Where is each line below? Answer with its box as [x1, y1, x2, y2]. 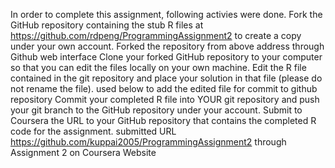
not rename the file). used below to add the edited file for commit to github [10, 83, 318, 94]
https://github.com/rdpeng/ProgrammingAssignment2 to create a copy [10, 30, 302, 41]
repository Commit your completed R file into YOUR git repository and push [10, 94, 320, 105]
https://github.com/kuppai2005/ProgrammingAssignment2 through [10, 136, 287, 148]
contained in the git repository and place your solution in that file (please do [10, 72, 323, 84]
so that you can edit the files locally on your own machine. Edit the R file [10, 62, 307, 73]
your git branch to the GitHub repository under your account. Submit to [10, 104, 303, 116]
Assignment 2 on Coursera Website [10, 147, 157, 158]
